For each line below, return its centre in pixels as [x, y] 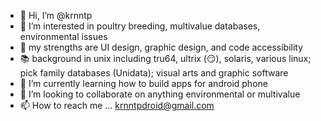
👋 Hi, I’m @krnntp [56, 15]
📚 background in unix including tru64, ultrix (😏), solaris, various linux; [165, 58]
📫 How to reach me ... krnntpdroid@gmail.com [117, 105]
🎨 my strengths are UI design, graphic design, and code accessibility [161, 47]
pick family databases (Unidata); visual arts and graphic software [154, 73]
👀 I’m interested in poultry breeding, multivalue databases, [140, 26]
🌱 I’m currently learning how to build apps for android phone [143, 83]
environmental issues [63, 36]
